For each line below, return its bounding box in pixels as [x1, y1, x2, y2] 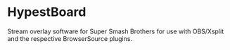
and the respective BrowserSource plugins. [7, 34, 132, 42]
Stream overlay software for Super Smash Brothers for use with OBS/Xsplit [7, 27, 224, 35]
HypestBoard [7, 4, 87, 20]
